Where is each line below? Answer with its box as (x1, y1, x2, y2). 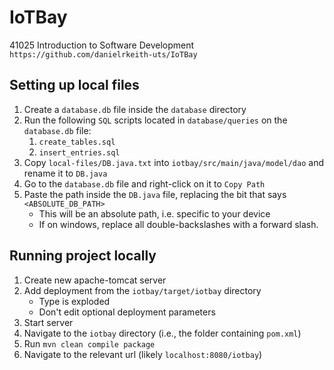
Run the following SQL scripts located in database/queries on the (23, 114, 288, 126)
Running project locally (9, 247, 157, 265)
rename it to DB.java (23, 167, 108, 179)
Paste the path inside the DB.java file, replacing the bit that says (23, 188, 287, 200)
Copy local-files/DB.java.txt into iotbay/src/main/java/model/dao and (23, 156, 324, 168)
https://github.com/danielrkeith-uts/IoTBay (9, 49, 198, 60)
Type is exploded (38, 295, 111, 307)
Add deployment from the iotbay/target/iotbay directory (23, 284, 262, 296)
